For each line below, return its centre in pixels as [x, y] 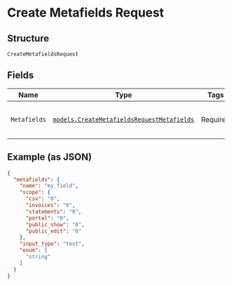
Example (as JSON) [49, 157]
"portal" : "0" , [47, 218]
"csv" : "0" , [42, 199]
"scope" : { [35, 193]
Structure [28, 38]
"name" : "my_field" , [49, 186]
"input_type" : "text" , [52, 244]
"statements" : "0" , [53, 212]
